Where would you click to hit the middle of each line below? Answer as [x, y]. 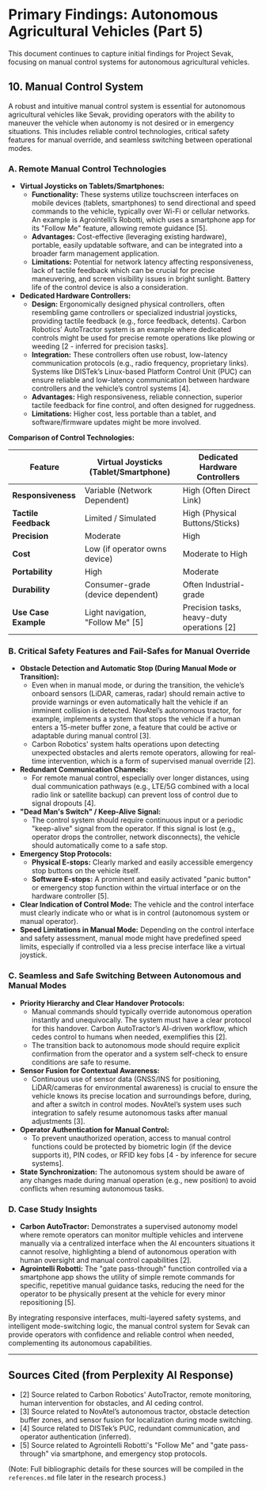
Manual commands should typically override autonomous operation [142, 1011]
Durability [31, 590]
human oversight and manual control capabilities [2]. [106, 1260]
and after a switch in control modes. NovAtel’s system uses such [137, 1104]
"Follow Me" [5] [114, 622]
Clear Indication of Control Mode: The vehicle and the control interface [137, 905]
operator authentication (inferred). [76, 1436]
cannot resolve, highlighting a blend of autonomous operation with [128, 1251]
